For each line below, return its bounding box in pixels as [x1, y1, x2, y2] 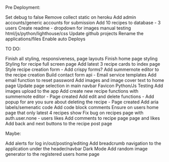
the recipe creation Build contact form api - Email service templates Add [5, 72, 157, 78]
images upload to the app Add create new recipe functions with [5, 88, 139, 94]
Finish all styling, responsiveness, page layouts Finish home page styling [5, 56, 158, 62]
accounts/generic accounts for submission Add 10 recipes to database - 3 [5, 20, 161, 25]
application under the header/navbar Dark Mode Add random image [5, 146, 148, 152]
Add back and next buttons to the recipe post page [5, 121, 112, 126]
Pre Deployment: [5, 5, 41, 10]
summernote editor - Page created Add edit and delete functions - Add [5, 94, 154, 99]
